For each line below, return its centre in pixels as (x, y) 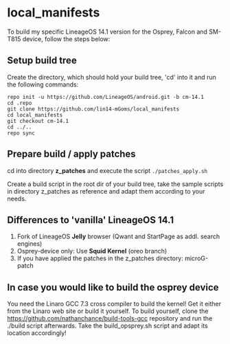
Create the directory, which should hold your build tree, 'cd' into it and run (112, 77)
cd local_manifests (35, 115)
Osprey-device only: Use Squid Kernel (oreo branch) (92, 251)
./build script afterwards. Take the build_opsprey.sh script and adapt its (107, 326)
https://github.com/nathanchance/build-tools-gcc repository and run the (110, 319)
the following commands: (43, 84)
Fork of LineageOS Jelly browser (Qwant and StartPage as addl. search (118, 237)
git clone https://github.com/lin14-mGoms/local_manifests (93, 109)
